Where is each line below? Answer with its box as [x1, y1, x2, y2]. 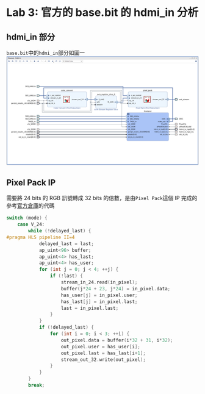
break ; [28, 382, 45, 389]
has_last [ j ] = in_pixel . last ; [60, 298, 138, 305]
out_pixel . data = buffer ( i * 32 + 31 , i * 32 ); [60, 337, 173, 343]
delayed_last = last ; [38, 240, 95, 247]
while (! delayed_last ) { [28, 228, 92, 234]
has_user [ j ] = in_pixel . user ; [60, 292, 138, 298]
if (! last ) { [49, 273, 84, 279]
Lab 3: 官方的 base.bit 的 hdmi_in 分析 [6, 5, 199, 20]
